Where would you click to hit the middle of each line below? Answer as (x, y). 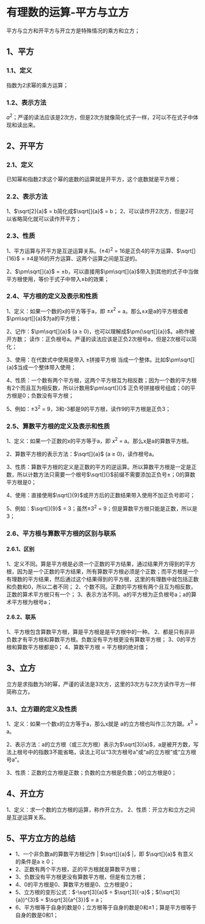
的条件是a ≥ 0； (35, 862)
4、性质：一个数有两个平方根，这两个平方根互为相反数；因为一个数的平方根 (102, 380)
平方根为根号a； (32, 602)
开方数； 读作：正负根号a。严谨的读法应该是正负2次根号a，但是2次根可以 (99, 339)
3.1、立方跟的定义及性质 (42, 709)
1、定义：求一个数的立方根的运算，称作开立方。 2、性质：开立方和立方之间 (101, 809)
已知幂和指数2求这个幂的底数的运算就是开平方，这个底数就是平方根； (94, 179)
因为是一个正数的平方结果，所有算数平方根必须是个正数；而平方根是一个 (108, 571)
